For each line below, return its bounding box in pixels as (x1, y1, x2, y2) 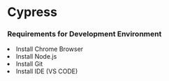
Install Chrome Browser (16, 45, 84, 53)
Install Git (16, 60, 43, 68)
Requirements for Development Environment (7, 29, 162, 39)
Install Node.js (16, 52, 57, 61)
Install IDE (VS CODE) (16, 67, 78, 75)
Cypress (7, 4, 58, 20)
